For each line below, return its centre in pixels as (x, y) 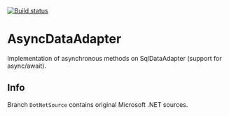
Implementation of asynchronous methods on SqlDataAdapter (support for (114, 58)
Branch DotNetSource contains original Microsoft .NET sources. (98, 104)
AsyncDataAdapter (64, 39)
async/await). (27, 66)
